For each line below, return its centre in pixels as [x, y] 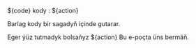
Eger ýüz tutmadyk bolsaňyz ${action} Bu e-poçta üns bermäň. [98, 37]
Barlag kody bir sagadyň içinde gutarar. [64, 24]
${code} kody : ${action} [43, 11]
